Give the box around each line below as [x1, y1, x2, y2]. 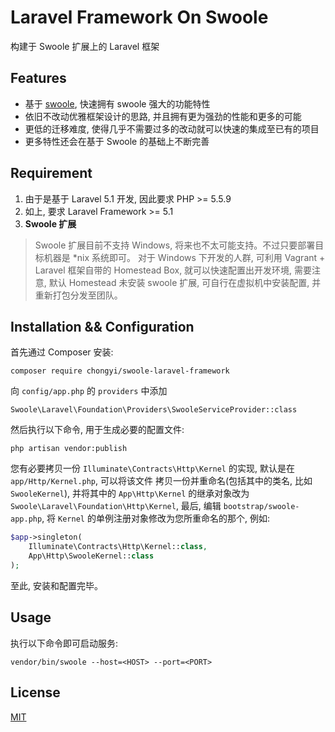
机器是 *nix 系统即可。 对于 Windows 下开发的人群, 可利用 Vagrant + [43, 251, 326, 263]
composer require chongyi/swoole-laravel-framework [10, 366, 230, 376]
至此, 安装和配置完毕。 [10, 579, 103, 591]
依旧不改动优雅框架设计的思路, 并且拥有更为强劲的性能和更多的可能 [24, 110, 302, 122]
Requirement [10, 165, 93, 182]
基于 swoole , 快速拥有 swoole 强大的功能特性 [24, 97, 211, 110]
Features [10, 70, 67, 87]
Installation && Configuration [10, 318, 195, 335]
